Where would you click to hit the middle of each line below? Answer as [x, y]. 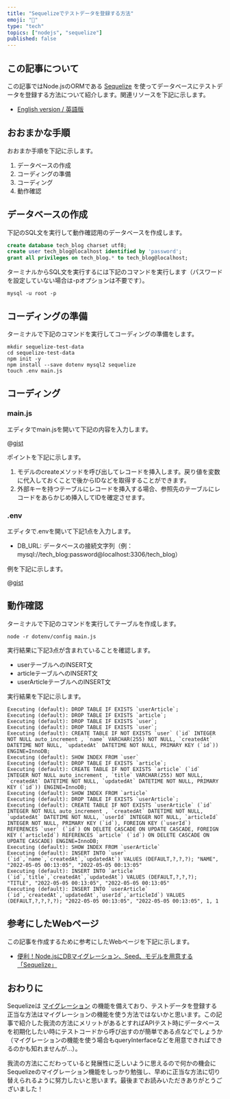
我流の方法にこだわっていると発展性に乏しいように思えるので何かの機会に [112, 1063]
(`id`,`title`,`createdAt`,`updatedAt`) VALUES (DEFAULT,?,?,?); [102, 877]
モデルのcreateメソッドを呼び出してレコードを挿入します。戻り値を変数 [118, 471]
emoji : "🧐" [23, 20]
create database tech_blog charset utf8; [67, 245]
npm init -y [24, 359]
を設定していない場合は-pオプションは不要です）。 [78, 281]
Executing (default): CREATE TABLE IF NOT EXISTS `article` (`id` [104, 769]
